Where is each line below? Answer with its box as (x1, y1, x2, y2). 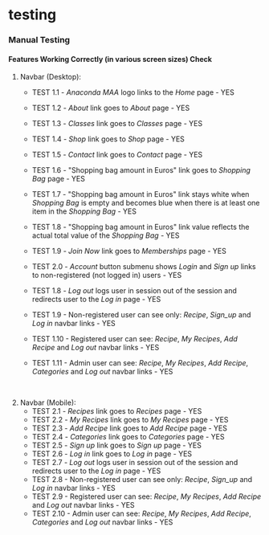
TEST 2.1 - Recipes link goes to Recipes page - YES (31, 406, 202, 416)
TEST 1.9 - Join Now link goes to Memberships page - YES (31, 247, 226, 256)
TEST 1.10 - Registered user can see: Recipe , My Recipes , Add (31, 334, 238, 344)
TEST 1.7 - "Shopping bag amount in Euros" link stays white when (31, 190, 250, 199)
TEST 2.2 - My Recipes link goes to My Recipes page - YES (31, 415, 229, 425)
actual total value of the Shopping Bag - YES (31, 231, 180, 240)
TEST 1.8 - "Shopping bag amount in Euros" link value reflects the (31, 223, 250, 232)
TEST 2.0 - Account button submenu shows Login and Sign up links (31, 262, 257, 272)
